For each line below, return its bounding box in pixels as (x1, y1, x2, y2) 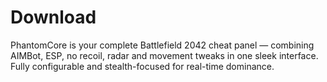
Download (10, 6, 97, 29)
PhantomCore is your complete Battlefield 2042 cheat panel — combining (10, 39, 315, 51)
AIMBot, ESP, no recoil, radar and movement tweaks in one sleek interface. (10, 49, 319, 61)
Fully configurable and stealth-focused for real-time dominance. (10, 60, 275, 72)
